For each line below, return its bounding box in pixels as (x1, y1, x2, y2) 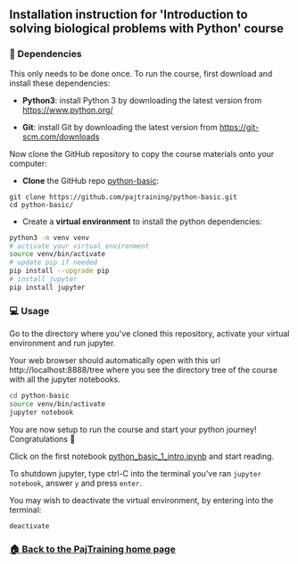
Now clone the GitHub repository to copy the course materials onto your (9, 148, 275, 159)
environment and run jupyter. (9, 338, 116, 349)
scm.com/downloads (21, 131, 100, 142)
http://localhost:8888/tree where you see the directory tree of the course (9, 365, 278, 376)
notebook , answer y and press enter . (9, 477, 143, 488)
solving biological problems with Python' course (9, 21, 284, 37)
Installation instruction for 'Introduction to (9, 7, 248, 22)
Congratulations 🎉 (9, 433, 76, 444)
